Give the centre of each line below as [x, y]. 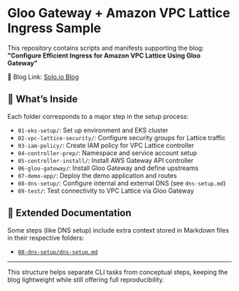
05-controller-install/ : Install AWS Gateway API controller [106, 160]
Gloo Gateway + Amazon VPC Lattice [119, 13]
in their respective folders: [46, 238]
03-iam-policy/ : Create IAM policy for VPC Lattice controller [106, 145]
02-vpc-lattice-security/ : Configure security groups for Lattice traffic [122, 137]
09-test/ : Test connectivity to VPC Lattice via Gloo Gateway [106, 191]
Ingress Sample [54, 28]
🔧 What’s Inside [43, 99]
